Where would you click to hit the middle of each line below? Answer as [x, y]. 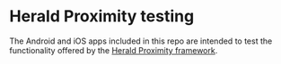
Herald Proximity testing [102, 16]
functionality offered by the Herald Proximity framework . [114, 50]
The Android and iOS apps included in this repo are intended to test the [141, 41]
